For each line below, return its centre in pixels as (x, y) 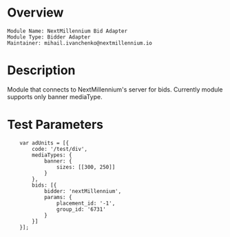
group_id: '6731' (81, 209)
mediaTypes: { (52, 155)
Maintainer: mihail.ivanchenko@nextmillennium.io (80, 43)
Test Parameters (55, 125)
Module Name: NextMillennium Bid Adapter (67, 31)
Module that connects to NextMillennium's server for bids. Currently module (115, 89)
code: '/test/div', (60, 149)
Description (41, 71)
